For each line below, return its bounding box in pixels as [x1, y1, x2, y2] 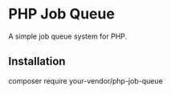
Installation [8, 55, 66, 68]
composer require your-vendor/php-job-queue [8, 76, 163, 85]
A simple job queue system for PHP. [8, 31, 128, 41]
